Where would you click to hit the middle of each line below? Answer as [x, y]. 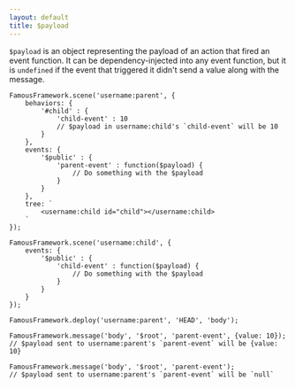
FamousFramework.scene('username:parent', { [92, 95]
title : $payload [39, 26]
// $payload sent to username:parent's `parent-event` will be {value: [144, 343]
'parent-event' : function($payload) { [129, 165]
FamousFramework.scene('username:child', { [91, 243]
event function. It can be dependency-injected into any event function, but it [147, 60]
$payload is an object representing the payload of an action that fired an [140, 50]
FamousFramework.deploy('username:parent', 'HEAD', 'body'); [124, 320]
